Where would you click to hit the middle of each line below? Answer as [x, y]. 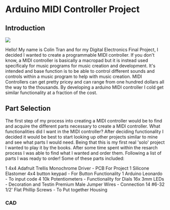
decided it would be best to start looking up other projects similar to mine [81, 137]
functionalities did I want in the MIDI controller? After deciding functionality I [84, 131]
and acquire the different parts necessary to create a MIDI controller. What [83, 126]
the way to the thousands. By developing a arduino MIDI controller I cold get [84, 87]
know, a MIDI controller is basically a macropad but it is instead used [77, 60]
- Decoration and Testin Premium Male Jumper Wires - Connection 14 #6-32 [85, 184]
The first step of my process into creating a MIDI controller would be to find [84, 120]
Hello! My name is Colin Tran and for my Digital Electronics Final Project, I [82, 50]
